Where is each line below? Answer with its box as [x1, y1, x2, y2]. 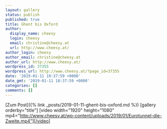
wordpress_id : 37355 [5, 64, 49, 69]
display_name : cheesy [10, 31, 56, 36]
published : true [5, 17, 40, 22]
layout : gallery [5, 7, 40, 13]
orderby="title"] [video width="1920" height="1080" [5, 107, 115, 113]
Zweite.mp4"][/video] [5, 118, 51, 124]
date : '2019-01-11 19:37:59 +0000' [5, 74, 81, 79]
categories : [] [5, 83, 38, 88]
